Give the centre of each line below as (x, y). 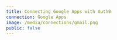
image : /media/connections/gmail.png (52, 22)
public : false (23, 28)
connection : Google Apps (36, 17)
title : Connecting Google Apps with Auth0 (58, 11)
